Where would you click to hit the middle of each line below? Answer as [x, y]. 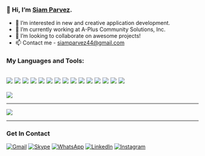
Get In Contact [28, 133]
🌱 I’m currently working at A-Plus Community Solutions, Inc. [90, 29]
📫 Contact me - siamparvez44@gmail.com [70, 43]
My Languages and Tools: [45, 61]
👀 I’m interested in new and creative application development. [93, 23]
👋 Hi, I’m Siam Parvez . [39, 10]
